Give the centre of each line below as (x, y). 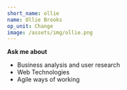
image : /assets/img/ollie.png (50, 32)
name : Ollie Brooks (35, 20)
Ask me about (27, 52)
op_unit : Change (30, 26)
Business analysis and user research (69, 65)
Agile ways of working (48, 80)
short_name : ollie (33, 13)
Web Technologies (43, 72)
